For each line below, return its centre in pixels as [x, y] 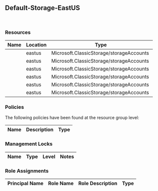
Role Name [61, 183]
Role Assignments [27, 171]
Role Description [98, 183]
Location [36, 45]
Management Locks [29, 144]
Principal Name [25, 183]
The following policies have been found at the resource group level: [72, 118]
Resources [18, 32]
